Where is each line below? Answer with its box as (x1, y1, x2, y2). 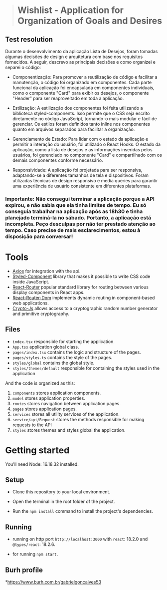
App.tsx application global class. (12, 344, 79, 350)
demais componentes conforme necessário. (12, 157, 103, 163)
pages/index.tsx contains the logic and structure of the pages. (12, 349, 141, 355)
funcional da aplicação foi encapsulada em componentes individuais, (12, 85, 155, 91)
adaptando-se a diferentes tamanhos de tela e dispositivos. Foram (12, 172, 149, 178)
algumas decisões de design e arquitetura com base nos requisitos (5, 54, 143, 60)
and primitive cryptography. (12, 311, 70, 317)
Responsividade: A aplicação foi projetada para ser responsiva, (12, 167, 143, 173)
